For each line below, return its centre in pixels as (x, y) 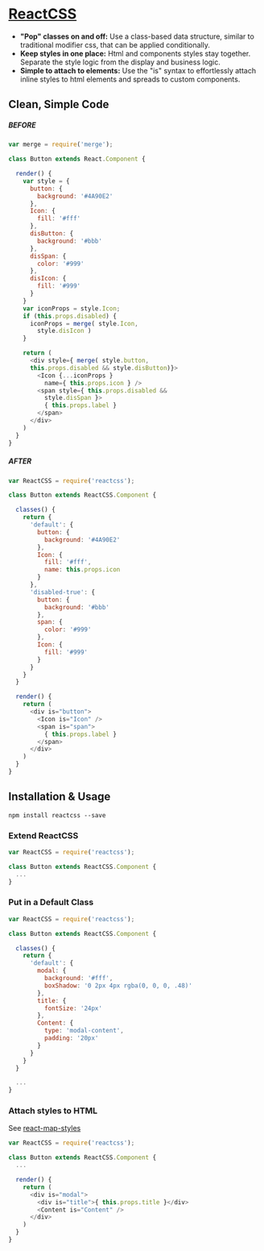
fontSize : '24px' (73, 1008)
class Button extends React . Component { (77, 159)
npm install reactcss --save (57, 815)
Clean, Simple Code (59, 104)
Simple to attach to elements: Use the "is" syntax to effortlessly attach (138, 70)
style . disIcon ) (64, 331)
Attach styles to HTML (53, 1111)
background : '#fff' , (78, 979)
